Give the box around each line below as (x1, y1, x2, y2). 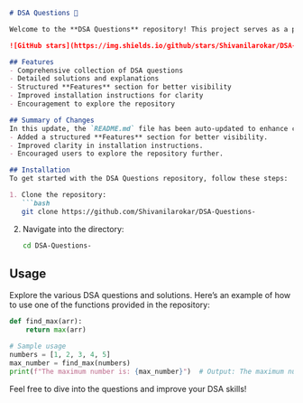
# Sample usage (9, 342, 67, 351)
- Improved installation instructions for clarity (9, 91, 204, 100)
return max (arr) (25, 325, 87, 334)
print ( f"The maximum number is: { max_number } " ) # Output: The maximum (9, 367, 284, 376)
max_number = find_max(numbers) (9, 358, 131, 368)
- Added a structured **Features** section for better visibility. (9, 132, 269, 142)
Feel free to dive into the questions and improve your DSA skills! (9, 383, 247, 394)
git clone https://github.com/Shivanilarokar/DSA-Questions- (21, 207, 256, 216)
